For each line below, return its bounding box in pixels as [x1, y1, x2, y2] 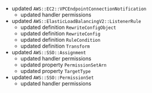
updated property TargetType [20, 68, 91, 74]
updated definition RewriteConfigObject [20, 24, 116, 31]
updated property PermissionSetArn [20, 61, 107, 68]
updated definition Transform [20, 42, 90, 49]
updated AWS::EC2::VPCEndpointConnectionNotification [11, 5, 147, 12]
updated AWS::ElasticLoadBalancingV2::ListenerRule [11, 18, 141, 24]
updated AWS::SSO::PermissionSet [11, 74, 94, 81]
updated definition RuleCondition [20, 36, 101, 43]
